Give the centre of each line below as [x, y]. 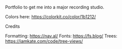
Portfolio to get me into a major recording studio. [55, 7]
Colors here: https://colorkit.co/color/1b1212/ [51, 17]
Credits [13, 26]
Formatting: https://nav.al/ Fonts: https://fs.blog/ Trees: [61, 36]
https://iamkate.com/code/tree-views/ [44, 41]
